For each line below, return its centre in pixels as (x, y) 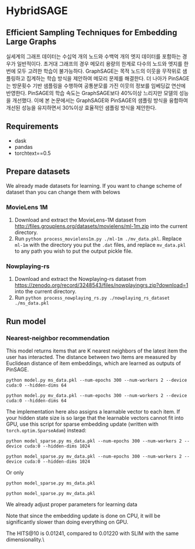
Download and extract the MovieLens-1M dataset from (80, 220)
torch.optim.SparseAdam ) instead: (46, 430)
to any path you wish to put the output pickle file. (73, 251)
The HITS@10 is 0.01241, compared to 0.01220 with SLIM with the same (93, 533)
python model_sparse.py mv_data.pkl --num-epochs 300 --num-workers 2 (94, 456)
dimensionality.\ (25, 539)
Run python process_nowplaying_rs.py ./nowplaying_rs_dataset (92, 298)
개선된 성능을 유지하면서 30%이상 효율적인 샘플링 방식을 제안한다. (81, 108)
